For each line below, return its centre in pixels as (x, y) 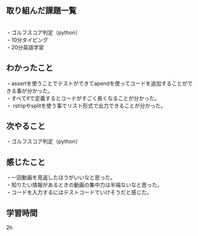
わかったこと (30, 68)
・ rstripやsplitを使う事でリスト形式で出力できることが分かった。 (86, 105)
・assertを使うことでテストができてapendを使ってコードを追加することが (97, 83)
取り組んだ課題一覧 (41, 11)
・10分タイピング (27, 40)
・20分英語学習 (25, 47)
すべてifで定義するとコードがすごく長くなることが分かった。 (86, 98)
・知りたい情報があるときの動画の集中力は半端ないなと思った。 (84, 185)
